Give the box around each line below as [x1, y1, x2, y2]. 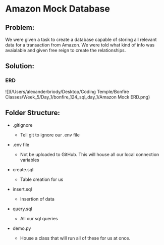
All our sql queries [20, 215, 58, 221]
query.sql [12, 206, 32, 212]
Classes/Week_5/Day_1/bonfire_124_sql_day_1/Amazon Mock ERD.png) [5, 94, 150, 100]
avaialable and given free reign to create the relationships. [5, 47, 126, 53]
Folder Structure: [5, 109, 61, 117]
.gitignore [12, 122, 33, 128]
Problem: [5, 23, 35, 32]
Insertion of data [20, 195, 54, 202]
